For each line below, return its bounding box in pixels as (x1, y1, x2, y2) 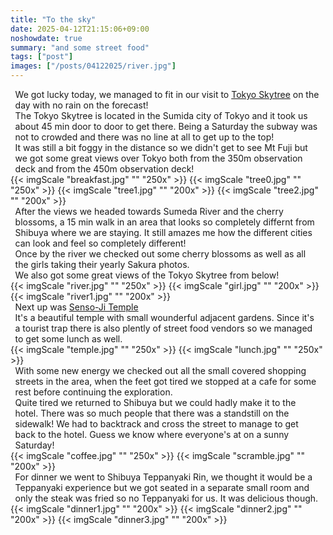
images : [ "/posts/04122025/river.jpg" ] (10, 61, 177, 71)
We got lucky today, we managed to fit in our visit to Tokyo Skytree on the (14, 89, 320, 100)
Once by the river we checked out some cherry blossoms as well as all (14, 248, 307, 260)
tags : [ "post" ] (10, 52, 74, 62)
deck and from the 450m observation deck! (14, 163, 195, 175)
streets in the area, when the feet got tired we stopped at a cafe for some (14, 376, 317, 387)
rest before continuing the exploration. (14, 386, 173, 398)
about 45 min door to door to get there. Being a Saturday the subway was (14, 121, 318, 132)
